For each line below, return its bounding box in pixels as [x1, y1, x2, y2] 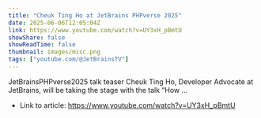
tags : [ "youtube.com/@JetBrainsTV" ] [8, 56, 129, 64]
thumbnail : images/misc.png [8, 48, 101, 56]
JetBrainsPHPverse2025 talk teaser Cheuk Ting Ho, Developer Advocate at [8, 76, 254, 87]
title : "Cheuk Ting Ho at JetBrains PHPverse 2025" [8, 11, 182, 20]
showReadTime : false [8, 41, 77, 49]
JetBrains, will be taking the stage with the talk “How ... [8, 85, 188, 94]
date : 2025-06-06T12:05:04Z [8, 19, 101, 27]
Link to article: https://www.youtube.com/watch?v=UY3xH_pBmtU [19, 100, 236, 110]
